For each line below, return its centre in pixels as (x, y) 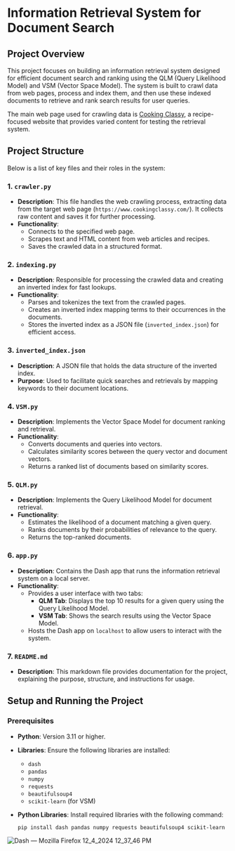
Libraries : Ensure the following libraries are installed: (94, 750)
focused (19, 122)
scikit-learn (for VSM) (62, 801)
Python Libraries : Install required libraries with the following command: (120, 814)
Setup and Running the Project (75, 701)
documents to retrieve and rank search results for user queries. (99, 100)
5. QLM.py (22, 484)
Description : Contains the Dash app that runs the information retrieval (119, 571)
